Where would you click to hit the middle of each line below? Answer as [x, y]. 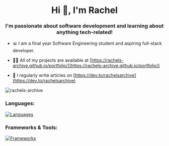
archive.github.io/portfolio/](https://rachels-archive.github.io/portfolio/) [86, 66]
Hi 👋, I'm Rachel [84, 10]
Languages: [20, 103]
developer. [23, 51]
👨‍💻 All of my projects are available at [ [52, 60]
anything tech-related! [84, 32]
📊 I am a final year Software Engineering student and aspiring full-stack [87, 43]
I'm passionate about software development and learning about [84, 26]
